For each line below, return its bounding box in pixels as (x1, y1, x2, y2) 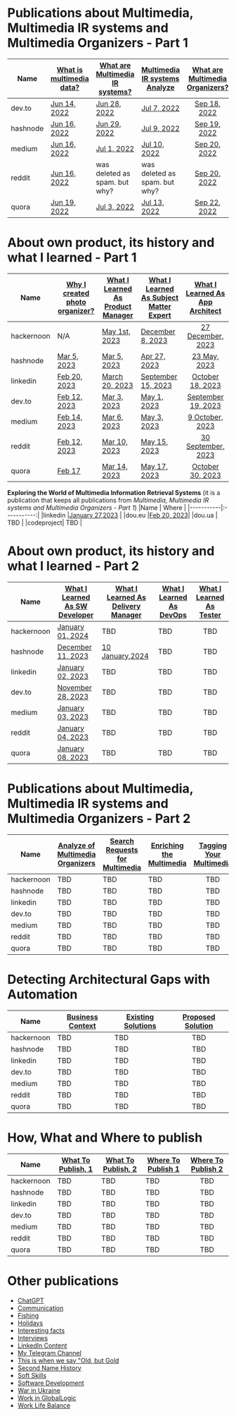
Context (68, 1020, 96, 1030)
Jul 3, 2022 (96, 202, 135, 212)
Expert (148, 310, 171, 320)
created (63, 288, 90, 298)
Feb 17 (57, 465, 81, 475)
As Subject (140, 293, 179, 303)
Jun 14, (50, 99, 76, 109)
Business (66, 1012, 98, 1022)
